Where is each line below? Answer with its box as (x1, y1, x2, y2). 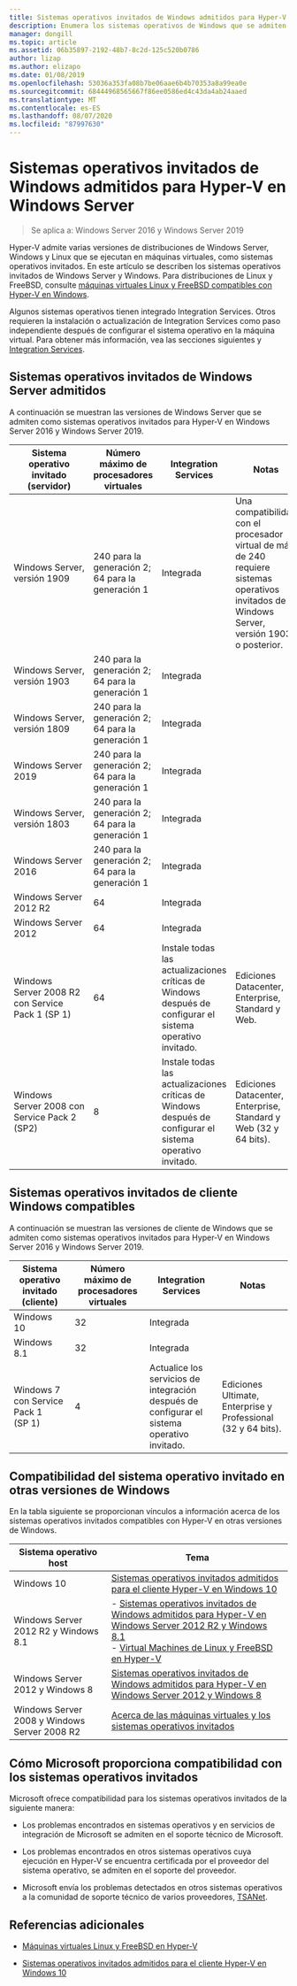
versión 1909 (13, 572, 71, 584)
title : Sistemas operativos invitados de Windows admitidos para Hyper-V (9, 12, 287, 22)
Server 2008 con (13, 1099, 86, 1112)
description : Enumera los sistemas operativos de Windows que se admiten (9, 21, 287, 30)
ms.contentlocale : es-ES (9, 104, 101, 112)
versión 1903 (13, 674, 71, 687)
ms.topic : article (9, 37, 77, 47)
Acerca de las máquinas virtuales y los (110, 1709, 271, 1721)
